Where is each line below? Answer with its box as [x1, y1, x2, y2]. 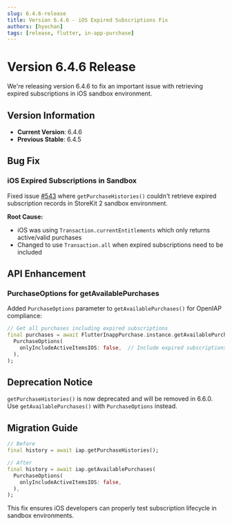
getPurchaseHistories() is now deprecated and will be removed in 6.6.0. [7, 395, 213, 403]
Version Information [7, 109, 95, 121]
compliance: [7, 312, 43, 320]
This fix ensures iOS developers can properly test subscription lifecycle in [7, 504, 217, 513]
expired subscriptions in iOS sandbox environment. [7, 89, 153, 98]
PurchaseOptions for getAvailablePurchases [7, 288, 160, 298]
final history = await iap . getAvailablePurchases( [7, 466, 156, 472]
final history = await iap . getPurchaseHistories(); [7, 447, 159, 454]
